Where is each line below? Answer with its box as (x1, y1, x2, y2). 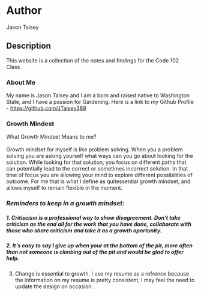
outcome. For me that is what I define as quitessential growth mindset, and (6, 178, 191, 185)
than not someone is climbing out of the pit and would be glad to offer (6, 249, 184, 256)
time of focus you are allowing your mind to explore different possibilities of (6, 172, 193, 179)
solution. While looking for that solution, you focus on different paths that (6, 159, 187, 166)
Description (6, 41, 51, 51)
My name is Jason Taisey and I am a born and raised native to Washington (6, 92, 190, 99)
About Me (6, 78, 36, 86)
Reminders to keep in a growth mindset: (6, 199, 125, 208)
